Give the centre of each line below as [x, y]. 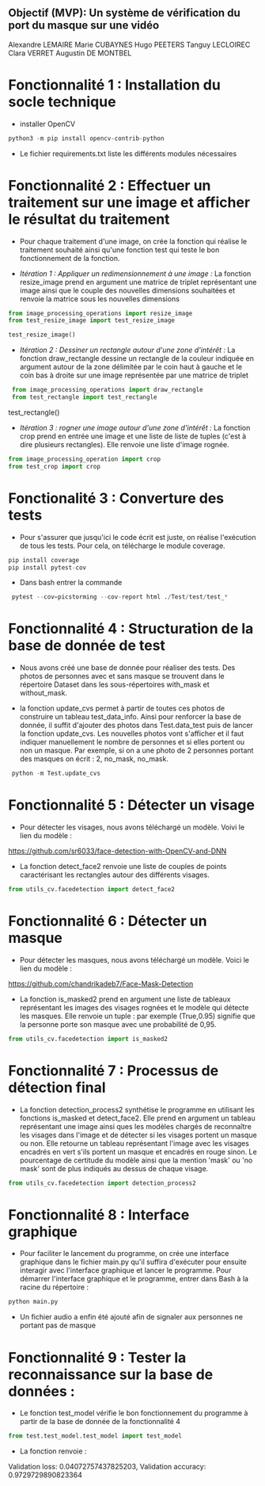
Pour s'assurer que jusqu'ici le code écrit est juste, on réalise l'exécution [138, 537]
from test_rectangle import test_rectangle [84, 397]
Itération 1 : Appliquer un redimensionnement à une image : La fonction [135, 274]
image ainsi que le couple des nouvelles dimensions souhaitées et [127, 290]
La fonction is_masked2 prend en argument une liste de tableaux [125, 999]
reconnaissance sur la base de [111, 1374]
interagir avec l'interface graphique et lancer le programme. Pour [125, 1270]
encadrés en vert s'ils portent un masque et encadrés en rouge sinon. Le [138, 1151]
